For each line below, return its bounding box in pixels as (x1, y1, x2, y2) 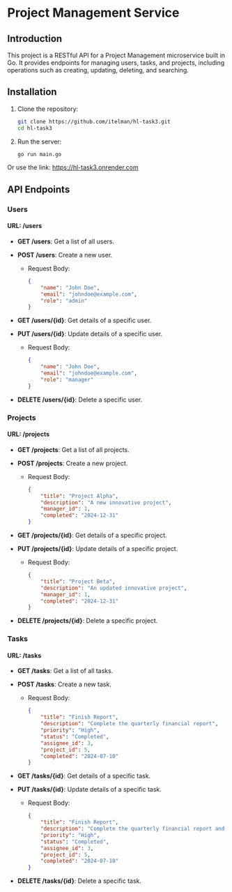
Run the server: (17, 137, 62, 146)
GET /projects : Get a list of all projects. (17, 445, 130, 454)
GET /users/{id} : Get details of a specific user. (17, 316, 152, 325)
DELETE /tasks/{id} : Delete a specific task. (17, 877, 141, 885)
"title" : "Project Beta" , (40, 577, 116, 585)
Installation (7, 86, 57, 98)
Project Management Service (7, 5, 180, 21)
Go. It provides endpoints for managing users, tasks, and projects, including (7, 59, 225, 67)
